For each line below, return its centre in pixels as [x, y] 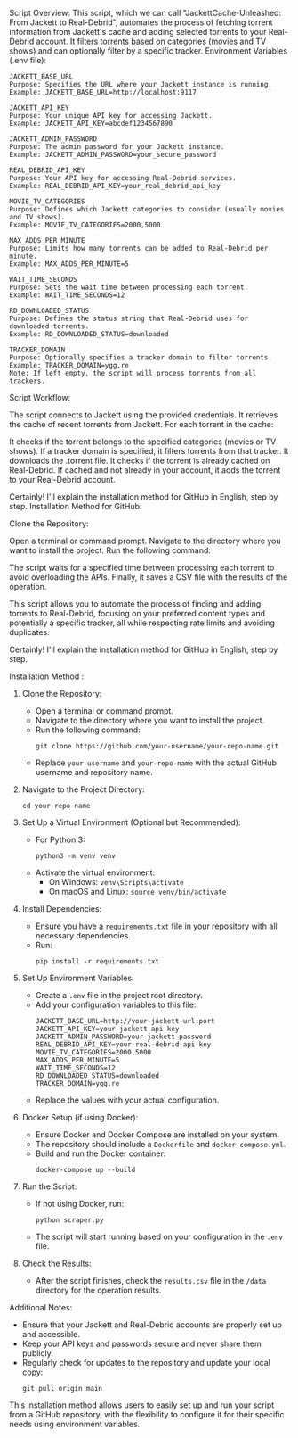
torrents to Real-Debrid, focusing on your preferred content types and [137, 613]
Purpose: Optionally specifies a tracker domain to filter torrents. [141, 358]
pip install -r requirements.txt [97, 962]
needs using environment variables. [75, 1424]
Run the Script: [49, 1186]
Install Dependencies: [62, 909]
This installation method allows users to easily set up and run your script [142, 1405]
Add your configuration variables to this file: [116, 1004]
